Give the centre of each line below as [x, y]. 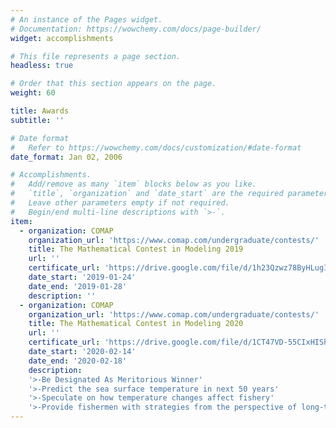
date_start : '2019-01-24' [82, 277]
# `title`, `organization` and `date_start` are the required [147, 194]
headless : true [42, 66]
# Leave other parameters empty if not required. [120, 203]
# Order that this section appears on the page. [113, 84]
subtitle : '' [37, 120]
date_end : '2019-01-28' [78, 286]
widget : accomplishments [62, 38]
